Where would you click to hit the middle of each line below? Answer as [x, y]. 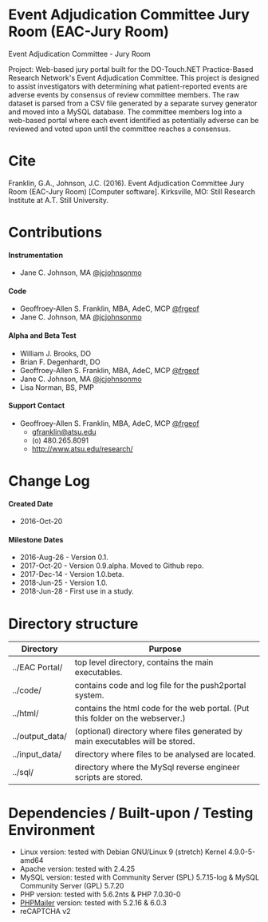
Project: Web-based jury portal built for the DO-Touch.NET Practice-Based [131, 69]
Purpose [165, 649]
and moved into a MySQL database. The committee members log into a [125, 111]
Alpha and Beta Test [43, 336]
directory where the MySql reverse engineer [158, 767]
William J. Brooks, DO [55, 353]
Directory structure [73, 624]
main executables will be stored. [135, 741]
